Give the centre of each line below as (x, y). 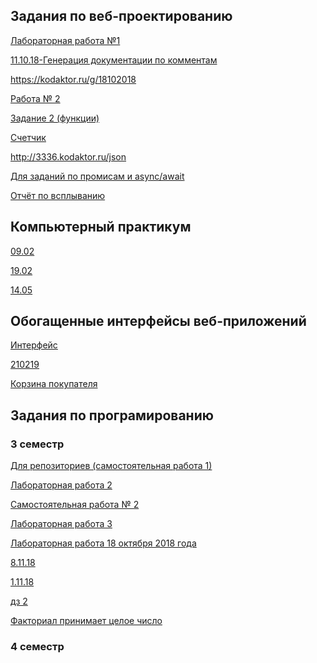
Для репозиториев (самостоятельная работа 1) (111, 466)
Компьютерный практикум (101, 227)
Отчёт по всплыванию (58, 195)
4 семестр (37, 647)
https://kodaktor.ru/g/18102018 (73, 79)
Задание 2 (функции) (55, 118)
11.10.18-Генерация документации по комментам (114, 60)
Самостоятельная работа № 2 (75, 505)
